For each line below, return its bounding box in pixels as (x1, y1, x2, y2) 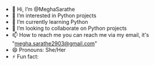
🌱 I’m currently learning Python (11, 18, 88, 25)
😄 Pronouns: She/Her (11, 47, 66, 53)
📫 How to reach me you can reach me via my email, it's (11, 32, 150, 38)
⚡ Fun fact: (11, 53, 39, 60)
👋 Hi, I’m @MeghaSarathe (11, 6, 76, 13)
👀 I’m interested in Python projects (11, 12, 97, 19)
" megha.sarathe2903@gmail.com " (11, 40, 97, 47)
